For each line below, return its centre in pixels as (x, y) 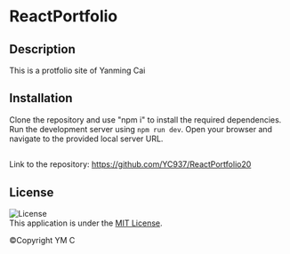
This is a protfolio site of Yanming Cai (77, 70)
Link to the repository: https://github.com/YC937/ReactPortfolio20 (130, 164)
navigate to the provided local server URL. (86, 139)
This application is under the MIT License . (86, 223)
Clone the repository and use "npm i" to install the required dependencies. (145, 119)
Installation (41, 98)
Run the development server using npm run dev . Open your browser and (141, 129)
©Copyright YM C (42, 241)
